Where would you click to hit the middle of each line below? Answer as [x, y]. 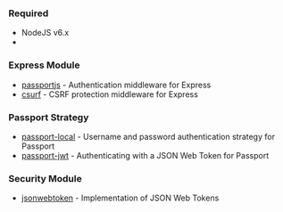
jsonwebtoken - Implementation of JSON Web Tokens [120, 198]
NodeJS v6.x [45, 33]
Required [29, 13]
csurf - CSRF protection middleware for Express [109, 94]
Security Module [45, 178]
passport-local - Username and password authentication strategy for [148, 136]
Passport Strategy [49, 117]
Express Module [44, 65]
